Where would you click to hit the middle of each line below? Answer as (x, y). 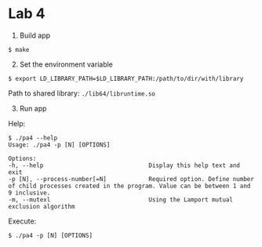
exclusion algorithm (42, 206)
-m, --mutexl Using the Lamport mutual (121, 200)
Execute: (22, 221)
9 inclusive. (29, 193)
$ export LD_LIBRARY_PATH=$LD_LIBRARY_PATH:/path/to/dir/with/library (126, 78)
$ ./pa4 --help (33, 138)
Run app (33, 108)
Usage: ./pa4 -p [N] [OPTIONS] (59, 145)
